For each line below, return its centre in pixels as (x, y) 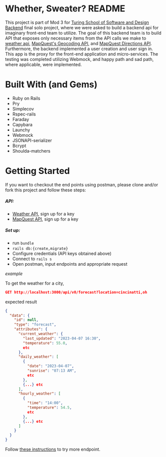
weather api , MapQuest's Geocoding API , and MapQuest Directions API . (79, 43)
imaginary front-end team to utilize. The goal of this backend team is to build (83, 33)
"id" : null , (26, 320)
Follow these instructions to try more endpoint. (53, 449)
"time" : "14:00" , (45, 403)
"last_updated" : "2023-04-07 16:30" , (62, 338)
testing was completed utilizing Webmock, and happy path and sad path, (80, 59)
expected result (21, 302)
